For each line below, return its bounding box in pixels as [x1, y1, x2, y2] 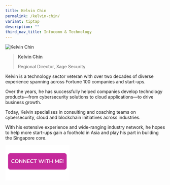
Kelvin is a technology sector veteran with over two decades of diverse [5, 73, 154, 79]
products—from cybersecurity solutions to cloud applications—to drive [5, 94, 154, 100]
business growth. [5, 99, 42, 106]
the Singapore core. [5, 135, 47, 141]
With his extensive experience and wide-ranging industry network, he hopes [5, 124, 165, 130]
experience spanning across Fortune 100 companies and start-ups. [5, 79, 146, 85]
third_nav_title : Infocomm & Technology [5, 29, 92, 35]
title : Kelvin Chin [5, 8, 47, 13]
